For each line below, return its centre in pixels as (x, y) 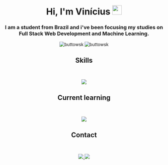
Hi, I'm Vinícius (78, 12)
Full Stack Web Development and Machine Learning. (84, 34)
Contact (84, 135)
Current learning (84, 98)
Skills (84, 60)
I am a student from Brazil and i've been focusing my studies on (84, 28)
